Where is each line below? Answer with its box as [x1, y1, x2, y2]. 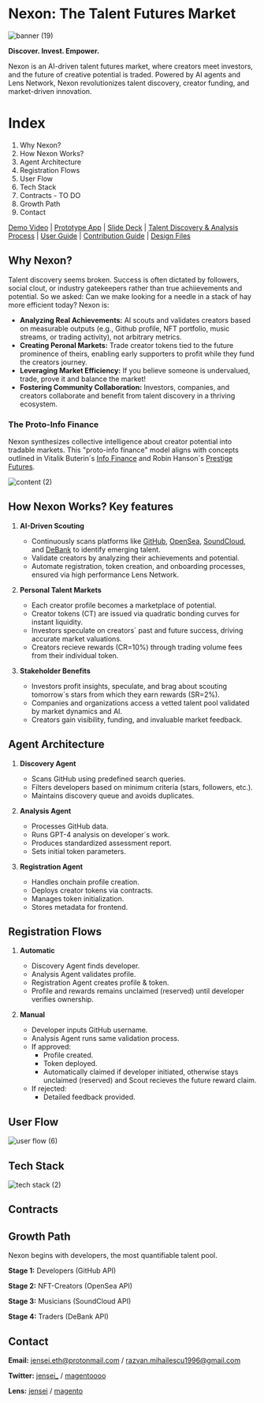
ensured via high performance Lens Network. [31, 570, 180, 579]
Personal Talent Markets [19, 585, 102, 594]
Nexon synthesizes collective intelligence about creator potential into [8, 436, 232, 446]
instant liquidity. [31, 617, 84, 627]
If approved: [31, 1042, 71, 1052]
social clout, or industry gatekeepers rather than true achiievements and [8, 283, 243, 293]
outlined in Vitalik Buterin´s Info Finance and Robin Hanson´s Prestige [8, 453, 233, 462]
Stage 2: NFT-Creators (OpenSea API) [8, 1281, 132, 1291]
